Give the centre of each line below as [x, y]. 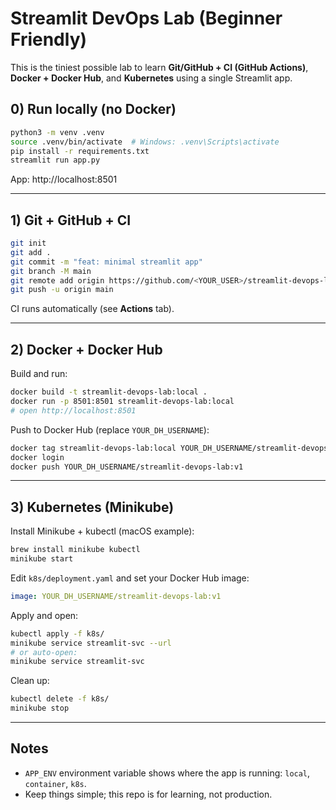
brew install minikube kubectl [75, 550]
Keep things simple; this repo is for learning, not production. [148, 794]
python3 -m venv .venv [57, 132]
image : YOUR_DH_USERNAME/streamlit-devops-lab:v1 [116, 596]
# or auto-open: [44, 652]
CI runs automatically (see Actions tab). [92, 309]
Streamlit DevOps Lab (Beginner [146, 18]
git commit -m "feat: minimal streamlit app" [106, 262]
